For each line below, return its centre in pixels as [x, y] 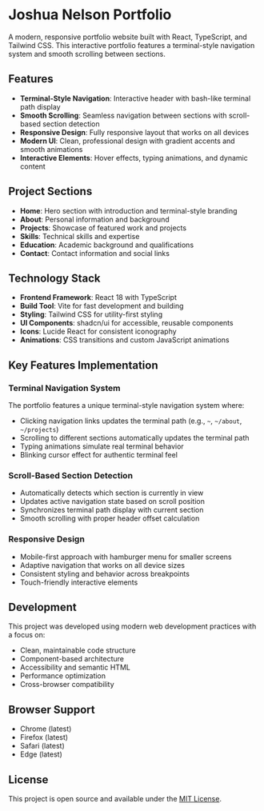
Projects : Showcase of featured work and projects [103, 228]
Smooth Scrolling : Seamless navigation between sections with [123, 115]
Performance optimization [63, 676]
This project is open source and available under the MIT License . [115, 799]
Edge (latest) [41, 754]
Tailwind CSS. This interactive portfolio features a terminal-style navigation [132, 45]
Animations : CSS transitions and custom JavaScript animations [124, 340]
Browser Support [52, 709]
